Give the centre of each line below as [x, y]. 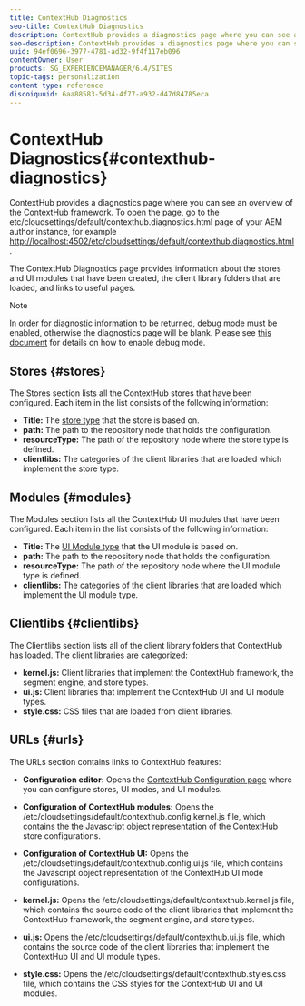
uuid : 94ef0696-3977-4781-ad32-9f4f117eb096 [95, 52]
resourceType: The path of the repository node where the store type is [155, 440]
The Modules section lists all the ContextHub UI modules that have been [144, 519]
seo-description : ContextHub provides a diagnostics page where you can [150, 43]
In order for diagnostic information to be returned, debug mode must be [143, 323]
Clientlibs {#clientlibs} [74, 624]
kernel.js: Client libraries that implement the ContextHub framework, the [158, 672]
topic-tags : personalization [64, 77]
